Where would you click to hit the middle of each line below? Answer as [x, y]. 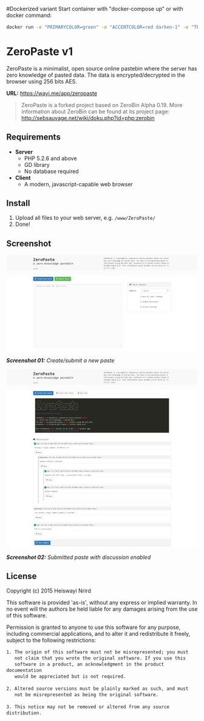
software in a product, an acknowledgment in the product [89, 664]
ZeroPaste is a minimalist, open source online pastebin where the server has [102, 68]
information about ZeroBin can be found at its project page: [95, 111]
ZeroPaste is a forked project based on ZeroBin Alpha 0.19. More [102, 105]
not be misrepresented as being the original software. [87, 695]
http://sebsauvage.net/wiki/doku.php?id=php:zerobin [88, 118]
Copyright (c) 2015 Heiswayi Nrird [49, 591]
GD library [37, 164]
